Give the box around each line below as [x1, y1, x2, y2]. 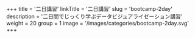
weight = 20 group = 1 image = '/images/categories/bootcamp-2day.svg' [6, 20, 190, 27]
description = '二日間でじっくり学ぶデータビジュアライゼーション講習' [6, 13, 183, 20]
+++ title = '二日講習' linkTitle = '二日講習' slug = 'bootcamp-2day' [6, 5, 172, 12]
